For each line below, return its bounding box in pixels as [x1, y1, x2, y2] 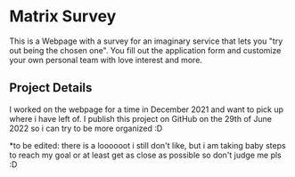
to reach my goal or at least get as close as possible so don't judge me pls [9, 149, 283, 160]
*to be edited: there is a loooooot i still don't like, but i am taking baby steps [9, 140, 287, 150]
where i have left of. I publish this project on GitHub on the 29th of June [9, 113, 272, 124]
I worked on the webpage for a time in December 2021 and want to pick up [9, 104, 283, 115]
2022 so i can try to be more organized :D [9, 123, 163, 133]
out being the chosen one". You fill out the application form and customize [9, 44, 282, 55]
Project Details [9, 80, 93, 95]
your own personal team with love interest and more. [9, 54, 203, 65]
